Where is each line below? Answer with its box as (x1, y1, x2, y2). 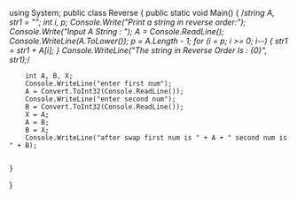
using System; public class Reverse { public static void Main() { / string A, (9, 8, 275, 18)
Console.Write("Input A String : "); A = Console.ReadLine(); (9, 27, 224, 36)
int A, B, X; (25, 72, 74, 80)
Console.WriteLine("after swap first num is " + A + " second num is (25, 133, 288, 142)
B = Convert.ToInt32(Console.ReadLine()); (25, 103, 184, 111)
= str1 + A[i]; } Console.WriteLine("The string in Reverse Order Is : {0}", (9, 45, 268, 56)
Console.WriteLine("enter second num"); (25, 95, 176, 103)
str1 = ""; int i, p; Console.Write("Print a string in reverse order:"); (9, 17, 246, 27)
